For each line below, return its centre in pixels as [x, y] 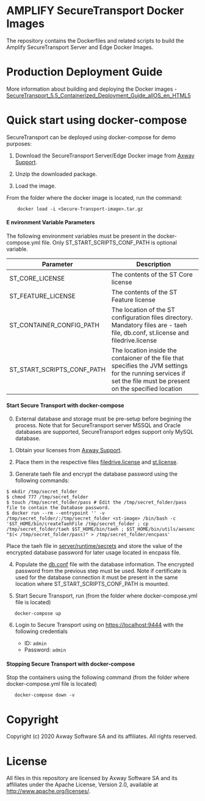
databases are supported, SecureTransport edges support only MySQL [104, 432]
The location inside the [144, 351]
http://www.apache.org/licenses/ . [49, 791]
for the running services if [149, 373]
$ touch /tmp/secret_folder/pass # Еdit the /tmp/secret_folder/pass [97, 503]
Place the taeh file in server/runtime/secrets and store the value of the [95, 546]
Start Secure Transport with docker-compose [65, 405]
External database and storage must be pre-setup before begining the [103, 419]
